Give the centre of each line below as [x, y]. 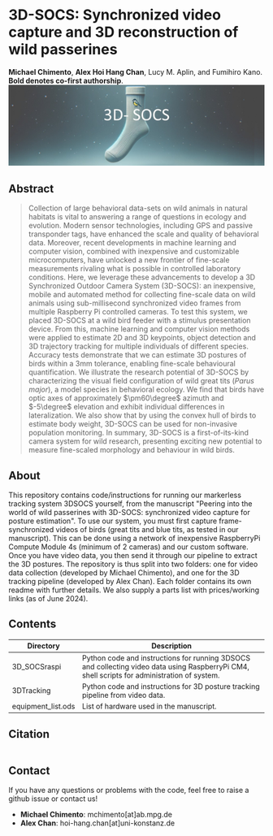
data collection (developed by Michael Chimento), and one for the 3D [124, 573]
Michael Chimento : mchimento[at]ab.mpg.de [96, 815]
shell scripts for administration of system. [151, 675]
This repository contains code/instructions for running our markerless [125, 495]
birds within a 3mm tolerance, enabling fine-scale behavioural [132, 364]
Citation [29, 734]
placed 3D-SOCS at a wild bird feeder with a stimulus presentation [139, 321]
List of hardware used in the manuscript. [149, 706]
